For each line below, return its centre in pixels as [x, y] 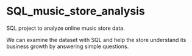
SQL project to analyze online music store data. [66, 28]
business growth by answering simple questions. [68, 46]
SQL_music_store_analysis [76, 11]
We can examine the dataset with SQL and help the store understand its [96, 40]
